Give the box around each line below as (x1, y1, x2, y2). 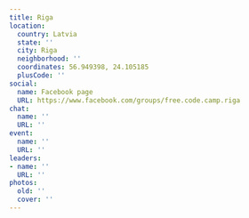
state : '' (17, 37, 53, 47)
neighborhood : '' (17, 54, 82, 63)
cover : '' (17, 195, 53, 205)
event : (9, 129, 34, 138)
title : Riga (9, 12, 53, 22)
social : (9, 79, 38, 88)
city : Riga (17, 46, 58, 55)
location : (9, 21, 46, 30)
